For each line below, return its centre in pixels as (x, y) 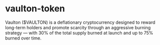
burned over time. (23, 38)
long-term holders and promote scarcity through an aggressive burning (78, 27)
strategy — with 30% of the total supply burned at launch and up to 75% (79, 33)
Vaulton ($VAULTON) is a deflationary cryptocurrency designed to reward (80, 22)
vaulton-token (35, 9)
